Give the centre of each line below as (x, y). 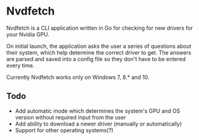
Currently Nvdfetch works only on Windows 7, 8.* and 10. (78, 77)
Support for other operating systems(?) (64, 130)
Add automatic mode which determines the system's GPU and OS (98, 111)
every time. (20, 65)
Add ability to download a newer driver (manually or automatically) (98, 124)
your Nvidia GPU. (28, 34)
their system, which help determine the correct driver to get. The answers (99, 52)
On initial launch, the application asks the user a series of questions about (99, 46)
